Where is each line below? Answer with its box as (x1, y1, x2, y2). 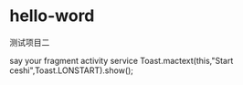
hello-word (9, 5, 95, 27)
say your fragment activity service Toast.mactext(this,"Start (9, 55, 234, 66)
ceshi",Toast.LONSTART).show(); (9, 65, 134, 76)
